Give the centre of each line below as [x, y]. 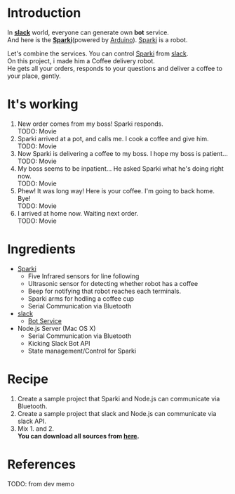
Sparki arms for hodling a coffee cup [81, 298]
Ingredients [41, 249]
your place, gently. [34, 76]
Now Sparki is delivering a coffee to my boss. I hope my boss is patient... [122, 153]
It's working [43, 104]
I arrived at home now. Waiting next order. [78, 213]
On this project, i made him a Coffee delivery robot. [81, 60]
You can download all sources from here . [78, 436]
